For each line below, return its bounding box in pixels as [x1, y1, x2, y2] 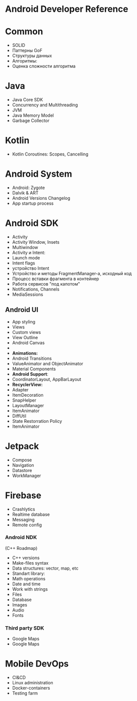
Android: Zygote [12, 185, 45, 191]
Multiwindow [12, 244, 38, 250]
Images [12, 602, 27, 607]
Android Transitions [12, 355, 52, 361]
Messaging [12, 516, 35, 522]
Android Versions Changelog [12, 195, 70, 201]
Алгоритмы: [12, 58, 38, 64]
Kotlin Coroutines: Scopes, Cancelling [12, 151, 89, 157]
